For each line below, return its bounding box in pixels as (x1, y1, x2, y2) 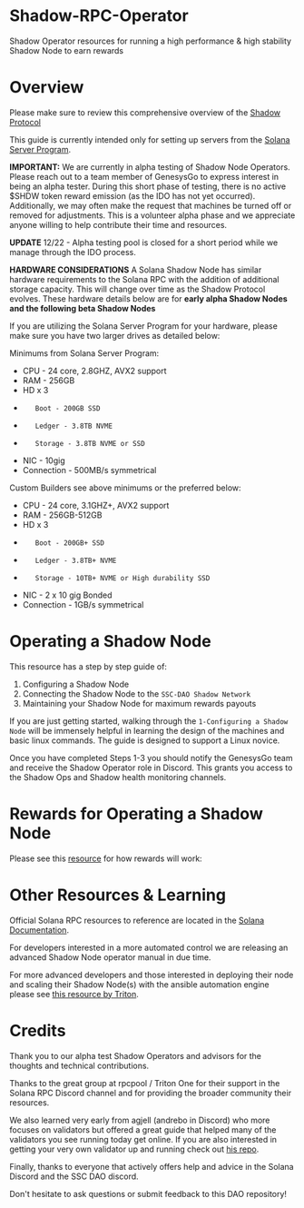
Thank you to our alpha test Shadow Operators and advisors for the (9, 1050, 261, 1061)
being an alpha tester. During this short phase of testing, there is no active (9, 181, 287, 192)
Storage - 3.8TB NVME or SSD (34, 439, 145, 448)
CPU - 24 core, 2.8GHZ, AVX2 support (22, 365, 167, 376)
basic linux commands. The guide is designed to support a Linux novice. (9, 735, 280, 746)
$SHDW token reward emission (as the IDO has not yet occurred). (9, 190, 256, 201)
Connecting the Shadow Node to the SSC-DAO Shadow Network (22, 688, 251, 699)
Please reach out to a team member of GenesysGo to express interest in (9, 171, 279, 182)
